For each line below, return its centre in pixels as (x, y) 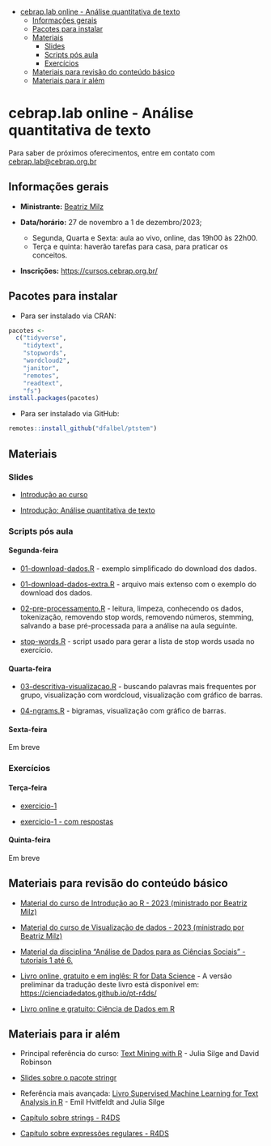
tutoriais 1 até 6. (47, 960)
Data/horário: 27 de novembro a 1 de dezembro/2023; (111, 222)
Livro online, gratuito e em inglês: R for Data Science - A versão (126, 976)
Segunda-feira (34, 551)
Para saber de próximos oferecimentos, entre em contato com (112, 152)
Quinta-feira (30, 840)
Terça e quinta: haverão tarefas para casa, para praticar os (130, 246)
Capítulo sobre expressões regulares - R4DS (95, 1134)
